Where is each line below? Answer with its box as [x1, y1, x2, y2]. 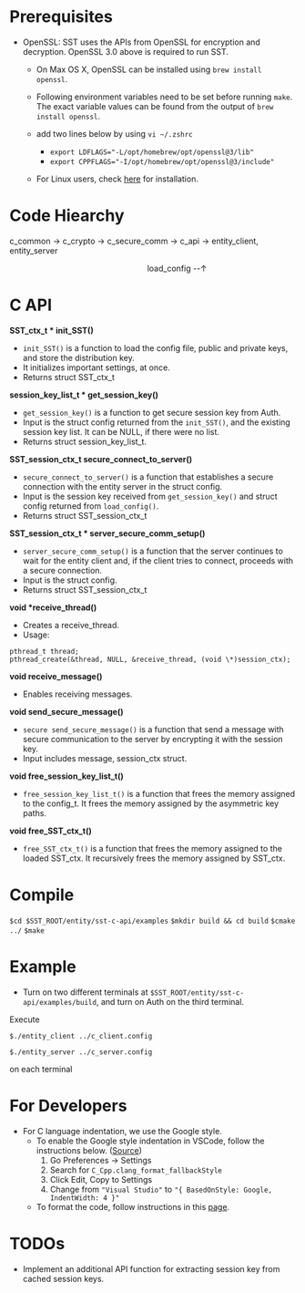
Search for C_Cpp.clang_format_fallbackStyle [49, 1164, 223, 1175]
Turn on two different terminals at [22, 987, 148, 998]
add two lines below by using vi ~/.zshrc [36, 128, 193, 139]
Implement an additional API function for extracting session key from [22, 1263, 280, 1274]
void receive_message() [9, 670, 103, 681]
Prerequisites [9, 6, 114, 27]
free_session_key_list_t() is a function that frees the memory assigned [22, 788, 296, 799]
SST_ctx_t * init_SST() [9, 325, 94, 336]
